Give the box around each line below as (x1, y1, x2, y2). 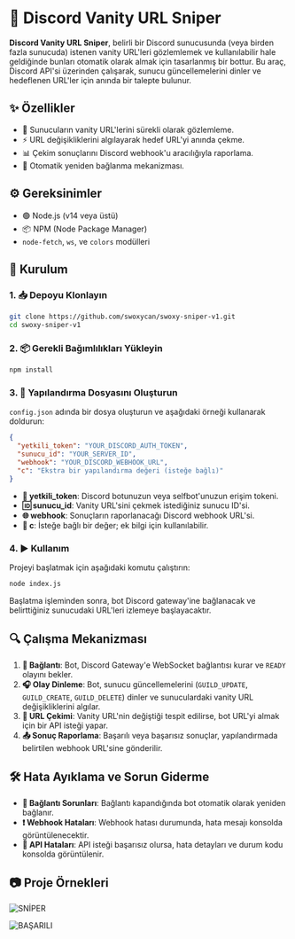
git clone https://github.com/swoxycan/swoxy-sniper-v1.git (9, 312, 237, 322)
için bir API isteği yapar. (21, 720, 109, 731)
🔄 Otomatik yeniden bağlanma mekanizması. (21, 160, 184, 171)
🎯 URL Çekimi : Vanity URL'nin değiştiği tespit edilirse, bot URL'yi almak (21, 710, 280, 721)
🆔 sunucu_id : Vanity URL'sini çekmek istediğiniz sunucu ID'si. (21, 500, 251, 511)
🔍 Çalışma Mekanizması (9, 631, 148, 646)
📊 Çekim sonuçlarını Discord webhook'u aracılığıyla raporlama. (21, 147, 254, 158)
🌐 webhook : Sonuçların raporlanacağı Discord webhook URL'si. (21, 510, 255, 520)
